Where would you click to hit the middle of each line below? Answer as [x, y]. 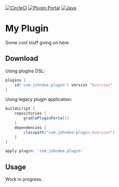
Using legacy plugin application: [39, 99]
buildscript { [20, 109]
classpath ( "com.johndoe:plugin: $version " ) [69, 132]
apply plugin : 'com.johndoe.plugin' [44, 151]
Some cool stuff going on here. [38, 42]
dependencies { [31, 127]
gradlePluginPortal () [47, 118]
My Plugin [27, 29]
